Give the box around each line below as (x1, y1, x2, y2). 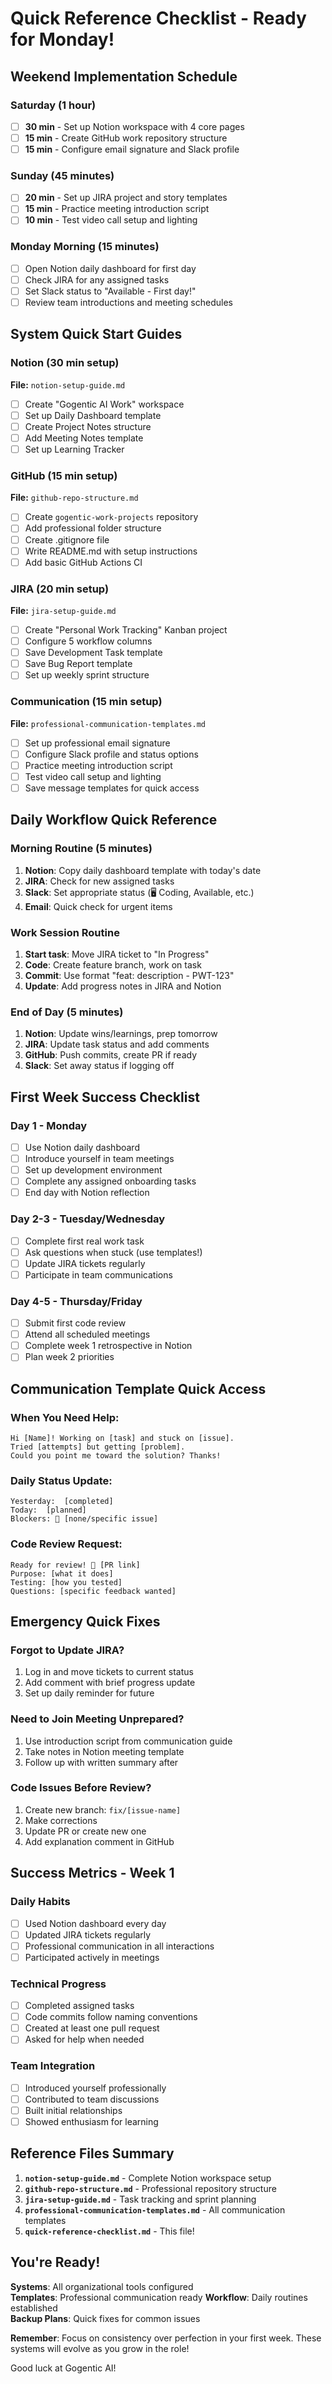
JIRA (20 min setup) (10, 582, 110, 596)
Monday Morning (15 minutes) (10, 240, 160, 254)
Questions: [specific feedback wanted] (10, 1586, 177, 1596)
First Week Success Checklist (10, 1088, 200, 1106)
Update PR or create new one (24, 1825, 147, 1837)
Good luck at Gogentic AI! (10, 2362, 117, 2374)
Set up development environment (24, 1164, 163, 1176)
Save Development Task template (24, 647, 163, 659)
